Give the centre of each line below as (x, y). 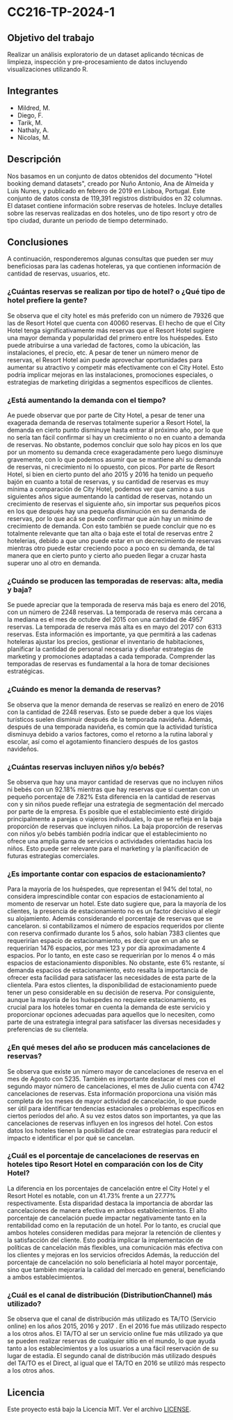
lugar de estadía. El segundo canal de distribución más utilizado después (112, 1356)
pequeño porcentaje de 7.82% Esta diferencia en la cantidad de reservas (111, 796)
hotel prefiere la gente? (47, 300)
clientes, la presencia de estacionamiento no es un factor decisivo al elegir (114, 911)
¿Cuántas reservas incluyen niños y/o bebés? (86, 767)
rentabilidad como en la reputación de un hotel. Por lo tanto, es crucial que (114, 1225)
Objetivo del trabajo (51, 38)
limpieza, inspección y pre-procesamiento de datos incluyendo (97, 62)
